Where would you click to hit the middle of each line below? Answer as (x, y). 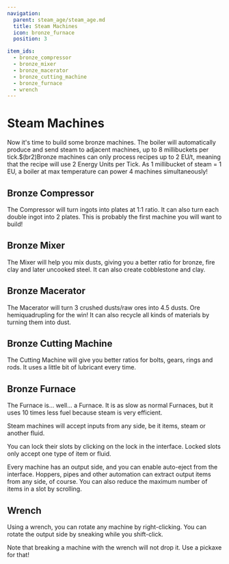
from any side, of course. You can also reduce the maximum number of (107, 482)
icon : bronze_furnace (44, 33)
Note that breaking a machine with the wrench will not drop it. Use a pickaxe (114, 548)
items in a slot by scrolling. (44, 489)
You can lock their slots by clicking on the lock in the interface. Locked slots (114, 447)
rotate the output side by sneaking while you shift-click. (85, 535)
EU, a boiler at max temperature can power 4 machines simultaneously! (108, 171)
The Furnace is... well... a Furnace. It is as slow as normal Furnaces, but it (110, 406)
